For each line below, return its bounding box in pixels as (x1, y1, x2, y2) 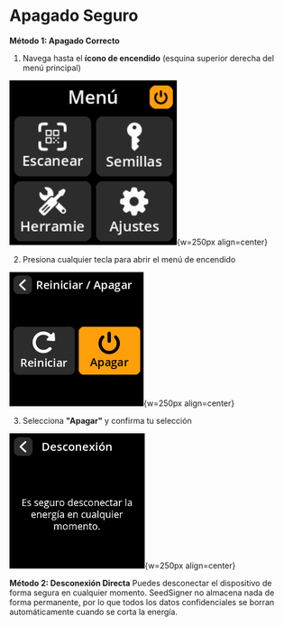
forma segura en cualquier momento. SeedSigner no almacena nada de (9, 587, 275, 598)
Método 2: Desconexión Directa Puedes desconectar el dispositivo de (9, 577, 272, 588)
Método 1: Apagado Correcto (9, 35, 120, 46)
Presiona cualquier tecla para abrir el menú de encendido (22, 253, 236, 264)
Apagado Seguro (9, 5, 139, 26)
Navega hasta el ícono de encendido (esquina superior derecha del (22, 52, 275, 63)
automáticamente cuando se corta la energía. (9, 606, 179, 617)
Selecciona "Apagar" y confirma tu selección (22, 415, 192, 426)
